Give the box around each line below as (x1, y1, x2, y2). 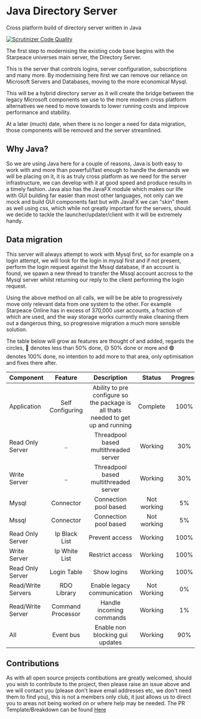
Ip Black (54, 529, 78, 537)
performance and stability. (6, 108, 71, 116)
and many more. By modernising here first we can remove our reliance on (6, 71, 188, 78)
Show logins (93, 567, 128, 576)
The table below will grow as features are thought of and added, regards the (6, 337, 194, 345)
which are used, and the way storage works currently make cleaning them (6, 313, 189, 320)
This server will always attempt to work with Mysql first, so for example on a (6, 250, 194, 258)
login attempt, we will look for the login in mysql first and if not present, (6, 256, 181, 264)
